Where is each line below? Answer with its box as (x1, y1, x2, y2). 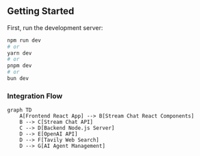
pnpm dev (7, 62, 32, 69)
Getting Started (7, 5, 75, 17)
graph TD (7, 107, 32, 114)
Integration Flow (7, 91, 63, 101)
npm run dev (7, 37, 41, 44)
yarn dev (7, 49, 32, 57)
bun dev (7, 75, 29, 82)
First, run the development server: (7, 23, 103, 31)
